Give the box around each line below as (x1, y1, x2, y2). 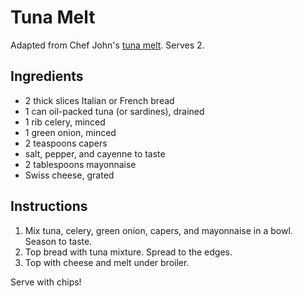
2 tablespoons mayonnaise (24, 158, 137, 170)
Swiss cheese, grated (24, 169, 115, 181)
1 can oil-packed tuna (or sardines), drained (24, 105, 205, 117)
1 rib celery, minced (24, 116, 106, 128)
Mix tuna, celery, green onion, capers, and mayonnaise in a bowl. (24, 224, 293, 236)
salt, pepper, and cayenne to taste (24, 147, 166, 160)
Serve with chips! (10, 276, 82, 288)
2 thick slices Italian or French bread (24, 94, 175, 106)
